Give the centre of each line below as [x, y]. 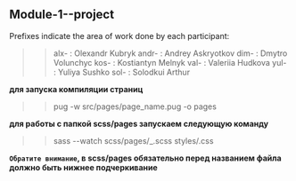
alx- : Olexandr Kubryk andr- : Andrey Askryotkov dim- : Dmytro [170, 53]
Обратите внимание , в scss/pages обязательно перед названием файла [146, 158]
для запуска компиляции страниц [76, 89]
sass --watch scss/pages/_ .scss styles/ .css [133, 140]
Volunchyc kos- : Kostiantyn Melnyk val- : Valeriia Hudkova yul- [170, 62]
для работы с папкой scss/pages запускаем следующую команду [139, 123]
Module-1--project [62, 15]
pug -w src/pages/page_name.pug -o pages [135, 106]
